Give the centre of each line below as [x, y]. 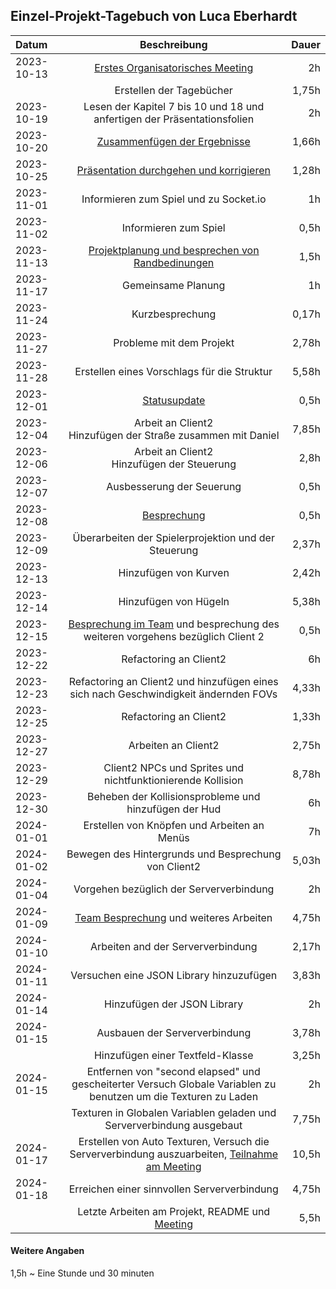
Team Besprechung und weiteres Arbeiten [173, 917]
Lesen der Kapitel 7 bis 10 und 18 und [174, 106]
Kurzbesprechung [174, 314]
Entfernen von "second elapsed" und [173, 1071]
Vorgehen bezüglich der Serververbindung [174, 889]
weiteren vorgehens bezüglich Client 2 [174, 636]
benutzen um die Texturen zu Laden [174, 1096]
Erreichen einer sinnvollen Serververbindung [173, 1189]
